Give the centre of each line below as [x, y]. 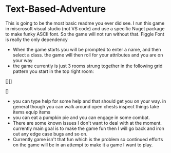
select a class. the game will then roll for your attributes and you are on [88, 55]
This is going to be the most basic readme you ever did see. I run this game [85, 23]
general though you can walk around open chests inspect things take [86, 106]
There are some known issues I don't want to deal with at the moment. [87, 123]
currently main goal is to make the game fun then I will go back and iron [88, 128]
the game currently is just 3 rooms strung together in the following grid [88, 66]
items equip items [31, 112]
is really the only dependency [36, 40]
